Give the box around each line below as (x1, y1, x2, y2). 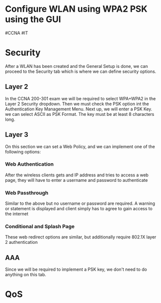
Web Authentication (5, 161, 54, 168)
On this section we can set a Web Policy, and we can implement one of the (5, 143, 155, 150)
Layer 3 (5, 130, 28, 139)
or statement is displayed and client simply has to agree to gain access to (5, 206, 153, 212)
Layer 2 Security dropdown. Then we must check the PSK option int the (5, 101, 149, 107)
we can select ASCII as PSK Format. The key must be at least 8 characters (5, 111, 155, 117)
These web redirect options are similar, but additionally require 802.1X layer (5, 234, 157, 240)
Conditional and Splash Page (5, 223, 75, 230)
